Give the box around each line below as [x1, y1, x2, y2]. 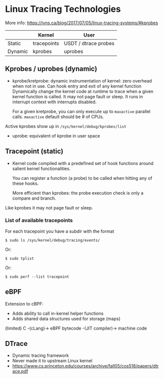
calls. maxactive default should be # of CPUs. [12, 114, 104, 120]
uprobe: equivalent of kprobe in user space [12, 132, 100, 139]
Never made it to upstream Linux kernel [12, 358, 93, 364]
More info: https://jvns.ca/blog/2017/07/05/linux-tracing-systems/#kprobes [5, 20, 159, 26]
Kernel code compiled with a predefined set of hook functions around [12, 160, 154, 166]
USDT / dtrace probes [64, 40, 115, 46]
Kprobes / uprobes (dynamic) [5, 65, 98, 73]
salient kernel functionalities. [12, 166, 71, 171]
